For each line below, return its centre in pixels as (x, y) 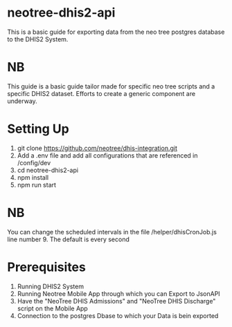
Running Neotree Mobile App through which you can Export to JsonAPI (118, 293)
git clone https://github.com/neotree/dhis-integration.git (97, 148)
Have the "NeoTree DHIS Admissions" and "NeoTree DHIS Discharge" (116, 301)
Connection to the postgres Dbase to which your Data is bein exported (118, 315)
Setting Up (38, 129)
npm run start (37, 185)
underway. (23, 101)
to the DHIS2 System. (38, 39)
